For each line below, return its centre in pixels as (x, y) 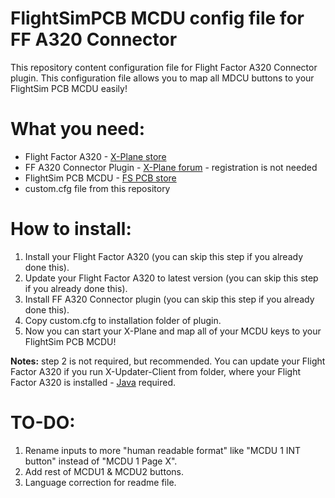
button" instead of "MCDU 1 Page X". (101, 461)
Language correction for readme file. (100, 482)
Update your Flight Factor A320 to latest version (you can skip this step (171, 278)
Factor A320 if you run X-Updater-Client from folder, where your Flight (156, 371)
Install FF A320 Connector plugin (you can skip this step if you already (169, 299)
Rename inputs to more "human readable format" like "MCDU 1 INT (163, 450)
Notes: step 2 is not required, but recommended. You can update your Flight (168, 361)
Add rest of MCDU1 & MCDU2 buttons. (104, 471)
